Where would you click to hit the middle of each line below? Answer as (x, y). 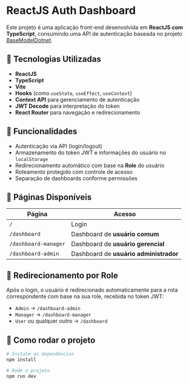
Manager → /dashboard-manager (53, 315)
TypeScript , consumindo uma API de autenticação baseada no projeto (94, 33)
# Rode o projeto (28, 370)
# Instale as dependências (40, 354)
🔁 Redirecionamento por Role (62, 275)
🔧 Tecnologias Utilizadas (54, 59)
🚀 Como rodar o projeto (51, 340)
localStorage (31, 159)
